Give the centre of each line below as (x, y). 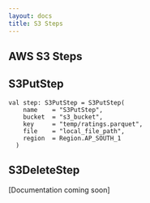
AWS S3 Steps (45, 56)
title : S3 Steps (36, 24)
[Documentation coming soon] (60, 190)
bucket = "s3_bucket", (63, 117)
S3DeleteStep (44, 170)
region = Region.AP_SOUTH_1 (72, 138)
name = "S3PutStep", (63, 110)
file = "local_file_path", (74, 131)
